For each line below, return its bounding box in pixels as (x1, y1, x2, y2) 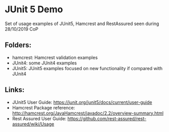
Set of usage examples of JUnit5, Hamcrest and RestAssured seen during (5, 20, 159, 27)
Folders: (5, 41, 32, 50)
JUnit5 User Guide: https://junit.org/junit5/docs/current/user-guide (12, 99, 152, 105)
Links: (5, 85, 25, 94)
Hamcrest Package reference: (12, 104, 75, 111)
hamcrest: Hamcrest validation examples (12, 54, 98, 60)
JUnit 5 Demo (5, 4, 63, 15)
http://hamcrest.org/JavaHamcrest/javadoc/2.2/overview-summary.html (12, 110, 164, 116)
